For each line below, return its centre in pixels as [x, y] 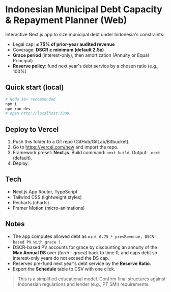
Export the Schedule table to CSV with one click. [64, 269]
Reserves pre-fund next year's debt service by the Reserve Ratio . [82, 263]
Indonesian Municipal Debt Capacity [84, 9]
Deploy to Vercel [32, 129]
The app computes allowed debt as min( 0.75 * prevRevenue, [78, 236]
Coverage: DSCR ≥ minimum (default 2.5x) [58, 50]
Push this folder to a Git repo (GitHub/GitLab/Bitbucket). [71, 142]
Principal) [23, 60]
